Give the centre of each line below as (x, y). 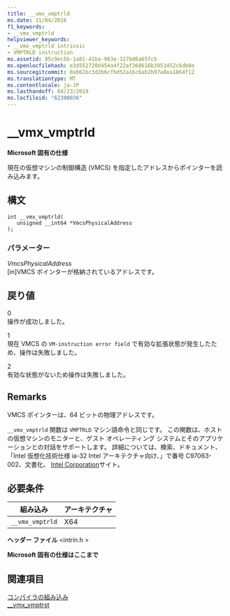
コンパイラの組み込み (38, 597)
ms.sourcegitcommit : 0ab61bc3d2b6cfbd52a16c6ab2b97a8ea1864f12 (101, 72)
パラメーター (29, 248)
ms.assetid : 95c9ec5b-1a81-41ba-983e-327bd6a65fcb (82, 59)
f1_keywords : (26, 27)
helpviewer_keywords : (39, 40)
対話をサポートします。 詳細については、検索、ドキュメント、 (132, 446)
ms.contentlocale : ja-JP (43, 85)
